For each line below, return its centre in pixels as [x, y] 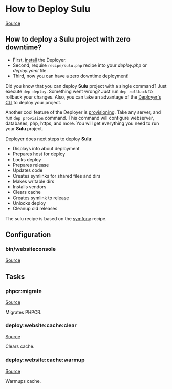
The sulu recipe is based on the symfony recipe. [56, 218]
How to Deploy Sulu [48, 9]
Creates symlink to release [41, 198]
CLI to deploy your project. [33, 102]
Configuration [28, 235]
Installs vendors [29, 187]
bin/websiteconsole [31, 249]
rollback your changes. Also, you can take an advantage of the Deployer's [83, 97]
